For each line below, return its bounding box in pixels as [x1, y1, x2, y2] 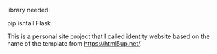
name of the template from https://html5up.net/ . [7, 40, 142, 47]
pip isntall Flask [7, 19, 52, 27]
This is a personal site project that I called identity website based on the [7, 32, 211, 40]
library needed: [7, 6, 50, 14]
